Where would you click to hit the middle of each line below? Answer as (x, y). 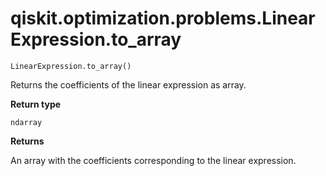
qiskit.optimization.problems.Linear (163, 18)
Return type (36, 104)
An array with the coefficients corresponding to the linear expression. (153, 160)
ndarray (26, 122)
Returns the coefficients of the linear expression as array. (128, 84)
